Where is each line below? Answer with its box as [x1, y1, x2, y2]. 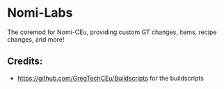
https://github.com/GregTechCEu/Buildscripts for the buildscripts [17, 74, 204, 82]
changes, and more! [7, 35, 65, 43]
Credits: [7, 56, 43, 67]
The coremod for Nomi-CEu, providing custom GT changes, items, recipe [7, 28, 217, 36]
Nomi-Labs [7, 5, 73, 21]
